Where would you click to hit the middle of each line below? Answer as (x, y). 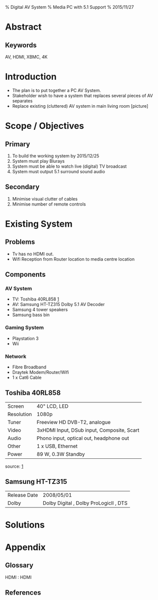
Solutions (25, 525)
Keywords (21, 45)
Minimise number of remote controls (49, 204)
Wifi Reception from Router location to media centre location (73, 259)
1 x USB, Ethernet (57, 446)
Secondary (22, 187)
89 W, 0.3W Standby (61, 454)
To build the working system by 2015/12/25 (56, 156)
